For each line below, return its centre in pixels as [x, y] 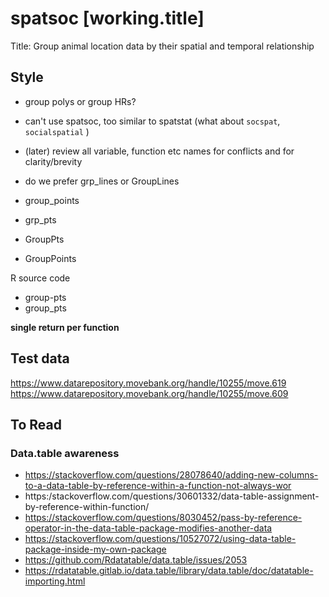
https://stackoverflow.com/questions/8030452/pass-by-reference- [163, 518]
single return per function [65, 327]
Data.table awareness [65, 453]
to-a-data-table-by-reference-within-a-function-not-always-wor [158, 486]
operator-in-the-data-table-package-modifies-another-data [148, 528]
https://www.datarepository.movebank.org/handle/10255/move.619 [148, 383]
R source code [40, 278]
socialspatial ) [57, 131]
